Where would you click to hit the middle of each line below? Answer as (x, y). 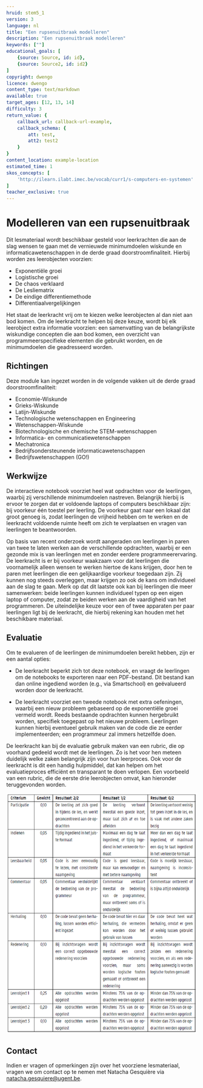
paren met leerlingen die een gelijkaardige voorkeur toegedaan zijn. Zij (95, 573)
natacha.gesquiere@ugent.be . (44, 1078)
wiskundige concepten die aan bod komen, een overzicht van (83, 335)
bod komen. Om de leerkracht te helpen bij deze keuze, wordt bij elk (92, 321)
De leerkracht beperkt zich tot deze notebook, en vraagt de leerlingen (102, 670)
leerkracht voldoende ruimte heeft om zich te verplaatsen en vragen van (96, 523)
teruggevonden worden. (36, 784)
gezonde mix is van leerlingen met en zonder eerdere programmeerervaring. (102, 554)
